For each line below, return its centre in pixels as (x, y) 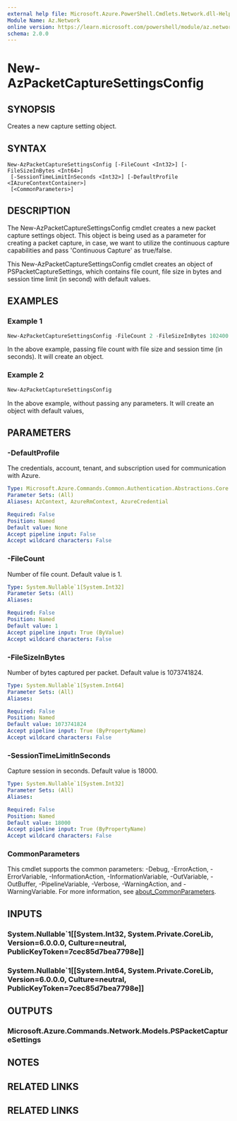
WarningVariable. (32, 892)
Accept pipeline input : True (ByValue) (66, 632)
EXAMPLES (33, 301)
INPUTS (25, 914)
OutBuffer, (22, 884)
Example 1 (25, 321)
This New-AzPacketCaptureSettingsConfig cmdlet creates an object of (110, 264)
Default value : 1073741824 (47, 724)
